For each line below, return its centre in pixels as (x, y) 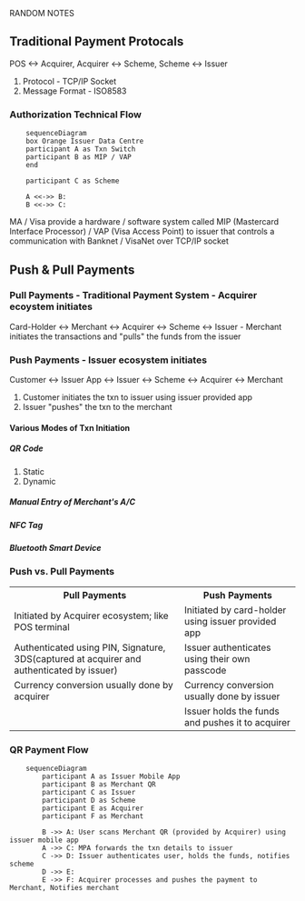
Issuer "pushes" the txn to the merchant (97, 407)
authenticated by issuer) (66, 670)
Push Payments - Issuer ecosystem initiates (108, 360)
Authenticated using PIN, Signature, (90, 647)
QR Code (26, 448)
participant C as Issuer (89, 793)
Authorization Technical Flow (76, 115)
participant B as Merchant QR (99, 785)
